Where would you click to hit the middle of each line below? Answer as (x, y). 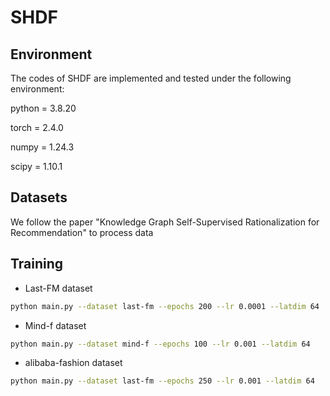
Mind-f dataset (55, 325)
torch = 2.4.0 (37, 127)
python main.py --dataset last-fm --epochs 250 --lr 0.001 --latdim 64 (162, 381)
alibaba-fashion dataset (73, 363)
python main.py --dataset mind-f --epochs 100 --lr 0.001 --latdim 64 (160, 344)
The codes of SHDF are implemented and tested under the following (151, 78)
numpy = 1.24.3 (42, 147)
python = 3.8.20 (43, 108)
